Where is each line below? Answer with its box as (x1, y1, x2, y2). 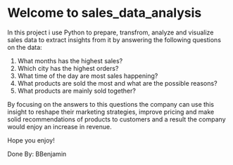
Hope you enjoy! (7, 136, 55, 145)
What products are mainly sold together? (17, 86, 136, 95)
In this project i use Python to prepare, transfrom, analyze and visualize (7, 28, 214, 37)
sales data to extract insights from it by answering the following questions (7, 35, 222, 44)
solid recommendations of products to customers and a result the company (7, 114, 227, 124)
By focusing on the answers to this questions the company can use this (7, 100, 215, 108)
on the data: (7, 43, 42, 51)
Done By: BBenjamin (7, 150, 67, 158)
